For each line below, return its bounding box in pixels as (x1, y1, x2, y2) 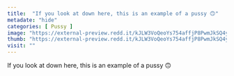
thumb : (7, 36, 26, 43)
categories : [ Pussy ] (7, 23, 73, 30)
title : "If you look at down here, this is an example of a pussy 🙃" (7, 10, 219, 17)
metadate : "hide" (7, 17, 58, 23)
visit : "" (7, 42, 36, 49)
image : (7, 29, 26, 37)
